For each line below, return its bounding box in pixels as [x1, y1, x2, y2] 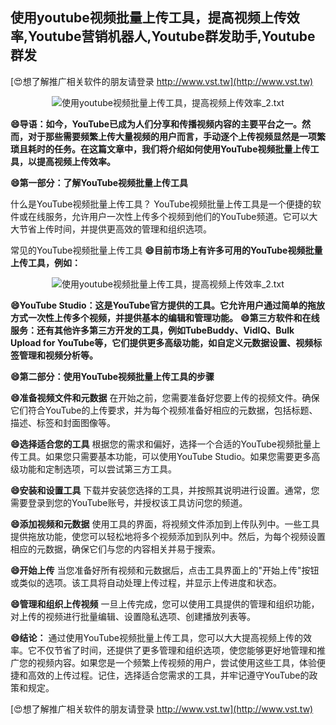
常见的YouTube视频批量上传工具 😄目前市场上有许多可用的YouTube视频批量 [10, 244, 323, 256]
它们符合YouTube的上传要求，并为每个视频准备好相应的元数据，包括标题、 [10, 404, 318, 416]
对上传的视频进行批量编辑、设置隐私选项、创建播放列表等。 [10, 610, 256, 622]
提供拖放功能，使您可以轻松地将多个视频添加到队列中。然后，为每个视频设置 [10, 530, 326, 542]
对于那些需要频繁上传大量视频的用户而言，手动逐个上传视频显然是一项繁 [27, 130, 326, 142]
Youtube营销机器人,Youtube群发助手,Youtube [28, 28, 316, 45]
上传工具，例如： [10, 256, 81, 268]
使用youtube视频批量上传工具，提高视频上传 [10, 9, 287, 27]
